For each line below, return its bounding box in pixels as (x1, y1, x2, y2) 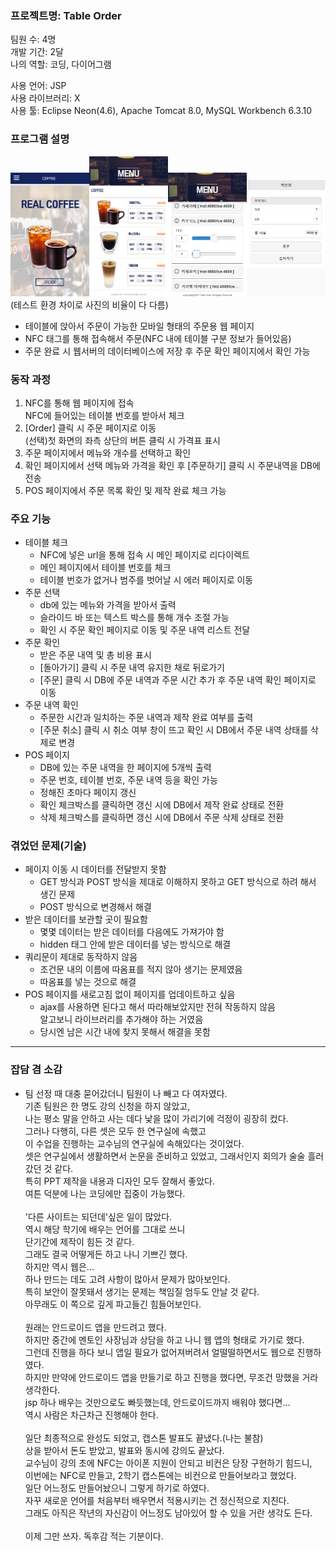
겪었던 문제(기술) (10, 839, 87, 853)
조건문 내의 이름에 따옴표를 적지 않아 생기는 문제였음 (39, 963, 243, 976)
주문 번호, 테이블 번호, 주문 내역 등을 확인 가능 (39, 774, 218, 786)
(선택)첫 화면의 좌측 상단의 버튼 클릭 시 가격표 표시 (24, 434, 221, 446)
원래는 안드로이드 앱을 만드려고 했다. (24, 1321, 167, 1333)
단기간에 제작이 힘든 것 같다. (24, 1235, 135, 1247)
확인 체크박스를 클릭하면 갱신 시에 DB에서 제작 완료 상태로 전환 (39, 799, 285, 811)
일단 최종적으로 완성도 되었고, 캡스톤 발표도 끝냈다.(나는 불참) (24, 1432, 264, 1444)
